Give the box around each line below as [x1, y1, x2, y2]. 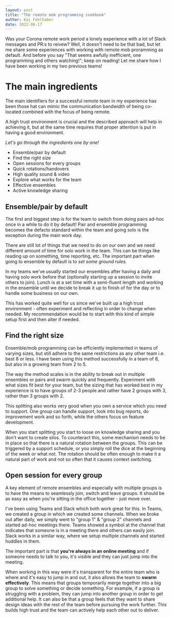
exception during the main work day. [5, 232, 82, 238]
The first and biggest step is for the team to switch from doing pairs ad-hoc [5, 216, 165, 222]
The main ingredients [5, 81, 98, 93]
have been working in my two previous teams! [5, 63, 102, 69]
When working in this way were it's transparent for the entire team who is [5, 569, 160, 575]
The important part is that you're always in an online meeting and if [5, 548, 149, 554]
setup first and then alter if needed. [5, 316, 80, 323]
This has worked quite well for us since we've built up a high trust [5, 300, 144, 306]
